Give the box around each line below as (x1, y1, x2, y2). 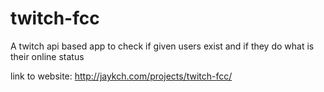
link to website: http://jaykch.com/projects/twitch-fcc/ (10, 70, 233, 82)
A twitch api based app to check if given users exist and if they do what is (10, 40, 315, 52)
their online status (10, 50, 85, 62)
